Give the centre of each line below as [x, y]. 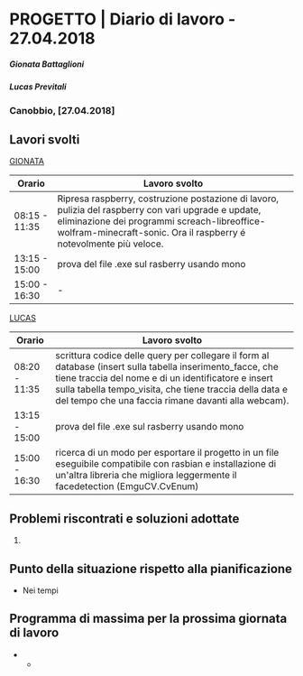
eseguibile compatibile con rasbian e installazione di [166, 464]
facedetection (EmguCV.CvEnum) [127, 486]
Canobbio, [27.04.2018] [62, 110]
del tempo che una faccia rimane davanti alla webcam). [172, 401]
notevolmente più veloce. [110, 244]
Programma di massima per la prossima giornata [148, 619]
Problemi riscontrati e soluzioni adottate [124, 519]
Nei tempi [40, 590]
